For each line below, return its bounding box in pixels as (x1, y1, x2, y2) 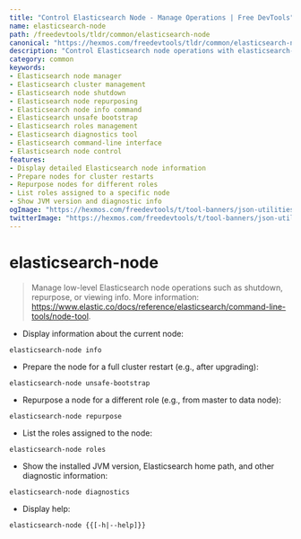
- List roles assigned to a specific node (9, 189, 170, 198)
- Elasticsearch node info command (9, 105, 142, 114)
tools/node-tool (30, 311, 90, 322)
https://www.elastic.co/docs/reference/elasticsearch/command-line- (30, 301, 287, 312)
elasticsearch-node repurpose (9, 411, 123, 420)
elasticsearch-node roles (9, 445, 106, 454)
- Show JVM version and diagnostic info (9, 197, 163, 207)
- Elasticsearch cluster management (9, 80, 146, 89)
